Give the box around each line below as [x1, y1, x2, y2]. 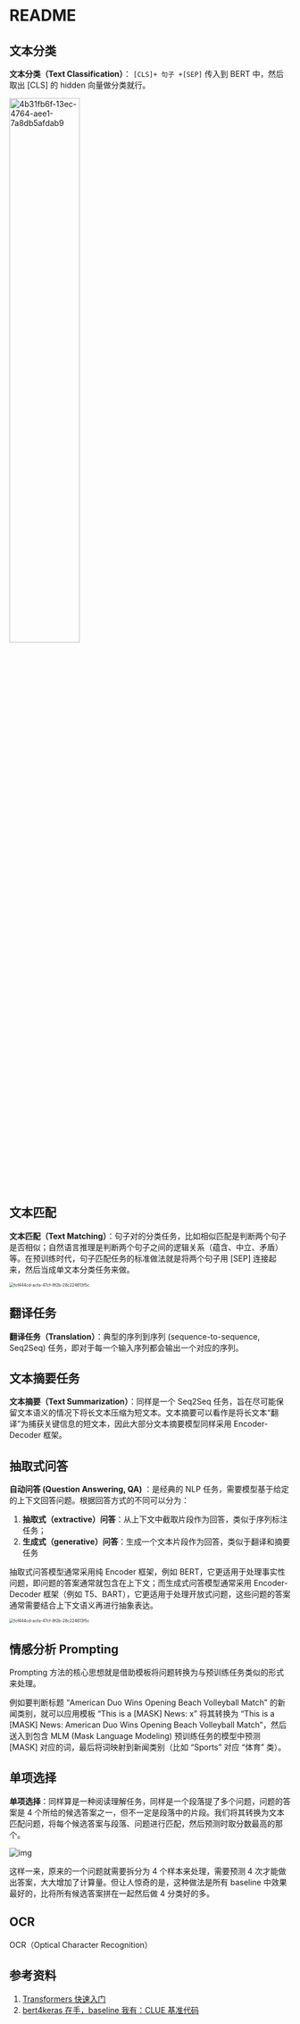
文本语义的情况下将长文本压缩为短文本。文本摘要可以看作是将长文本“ [16, 1407, 271, 1418]
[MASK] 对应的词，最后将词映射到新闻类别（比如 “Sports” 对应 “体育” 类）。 [9, 1742, 287, 1752]
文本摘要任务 [9, 1371, 80, 1386]
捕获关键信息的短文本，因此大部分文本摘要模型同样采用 [28, 1418, 232, 1430]
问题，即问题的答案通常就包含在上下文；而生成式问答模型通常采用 [9, 1578, 252, 1589]
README [9, 5, 77, 26]
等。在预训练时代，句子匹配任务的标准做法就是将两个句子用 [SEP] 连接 [9, 1253, 270, 1264]
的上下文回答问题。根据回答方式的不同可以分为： [9, 1495, 189, 1506]
